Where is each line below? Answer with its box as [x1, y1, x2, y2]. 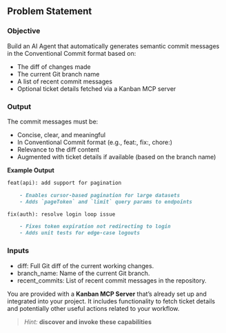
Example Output [7, 165, 55, 174]
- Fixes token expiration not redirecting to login [19, 223, 171, 230]
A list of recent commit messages [17, 77, 112, 85]
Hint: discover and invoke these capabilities [23, 317, 152, 326]
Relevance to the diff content [17, 145, 100, 154]
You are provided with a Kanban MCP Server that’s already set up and [7, 290, 207, 298]
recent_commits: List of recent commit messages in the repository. [17, 276, 207, 285]
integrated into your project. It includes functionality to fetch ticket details [7, 296, 216, 305]
